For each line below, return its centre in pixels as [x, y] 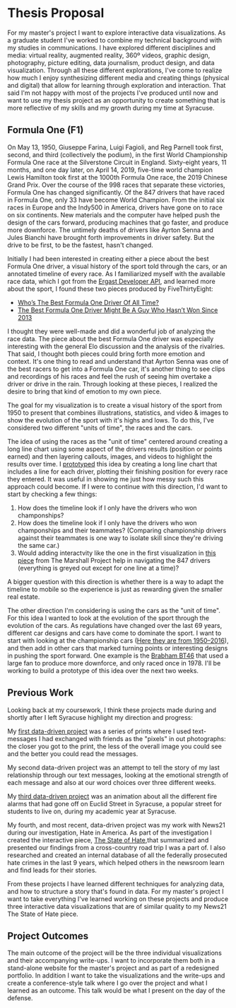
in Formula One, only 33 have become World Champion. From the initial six [116, 200]
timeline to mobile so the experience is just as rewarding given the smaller [115, 589]
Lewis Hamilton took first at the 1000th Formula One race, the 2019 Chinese [117, 177]
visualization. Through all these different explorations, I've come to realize [115, 70]
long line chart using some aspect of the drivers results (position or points [115, 449]
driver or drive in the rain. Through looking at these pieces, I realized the [112, 384]
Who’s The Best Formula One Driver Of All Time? [88, 302]
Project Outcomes [48, 936]
